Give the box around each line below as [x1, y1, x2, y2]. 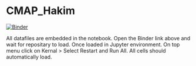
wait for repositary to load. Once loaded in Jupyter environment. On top [6, 41, 180, 48]
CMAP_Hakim [6, 4, 76, 18]
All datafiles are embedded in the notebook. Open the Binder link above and [6, 34, 191, 41]
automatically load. [6, 53, 53, 60]
